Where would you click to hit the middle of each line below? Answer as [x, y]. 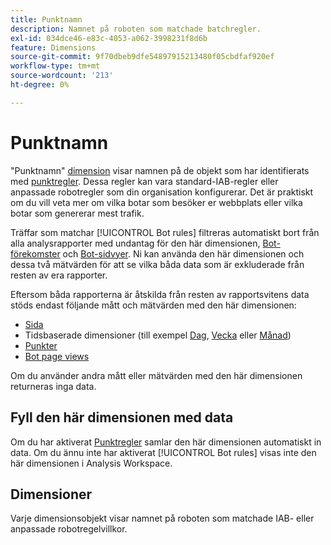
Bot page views [57, 356]
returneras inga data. [53, 386]
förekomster [35, 253]
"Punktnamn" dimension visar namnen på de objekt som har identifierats [160, 170]
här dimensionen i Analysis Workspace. [91, 463]
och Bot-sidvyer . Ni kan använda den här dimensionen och [183, 253]
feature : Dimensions [53, 47]
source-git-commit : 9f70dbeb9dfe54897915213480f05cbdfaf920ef [142, 57]
